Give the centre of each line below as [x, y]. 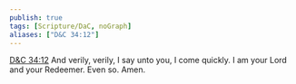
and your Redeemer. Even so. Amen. [78, 70]
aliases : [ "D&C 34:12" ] [54, 34]
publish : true [36, 18]
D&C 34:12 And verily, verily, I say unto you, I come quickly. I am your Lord [148, 61]
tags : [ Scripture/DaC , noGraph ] [70, 26]
